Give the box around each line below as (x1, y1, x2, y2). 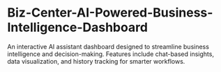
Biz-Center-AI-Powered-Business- (7, 5, 213, 21)
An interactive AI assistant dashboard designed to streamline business (7, 42, 209, 51)
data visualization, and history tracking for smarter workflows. (7, 57, 185, 65)
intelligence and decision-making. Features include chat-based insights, (7, 50, 215, 58)
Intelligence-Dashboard (7, 19, 148, 35)
